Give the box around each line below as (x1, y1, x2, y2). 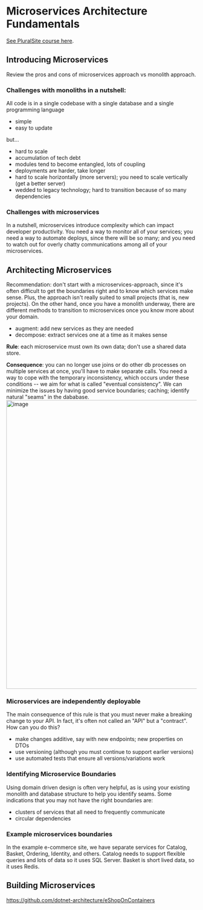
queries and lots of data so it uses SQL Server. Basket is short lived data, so (6, 857, 195, 864)
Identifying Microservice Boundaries (6, 770, 117, 779)
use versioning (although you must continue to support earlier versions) (14, 748, 194, 756)
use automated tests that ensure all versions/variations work (14, 755, 166, 762)
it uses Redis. (6, 863, 40, 870)
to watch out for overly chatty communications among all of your (6, 241, 168, 248)
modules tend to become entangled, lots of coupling (14, 160, 146, 168)
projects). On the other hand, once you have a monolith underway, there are (6, 300, 195, 308)
